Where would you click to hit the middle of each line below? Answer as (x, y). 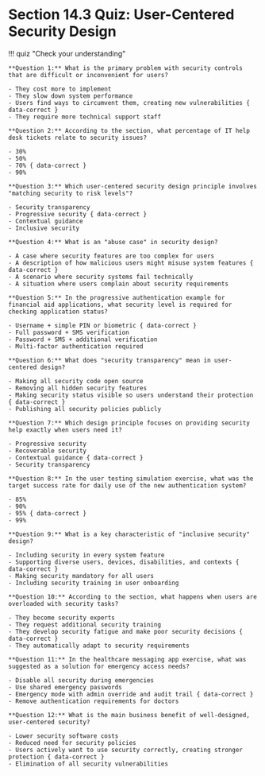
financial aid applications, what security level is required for (120, 305)
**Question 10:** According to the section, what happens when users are (133, 597)
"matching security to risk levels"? (71, 193)
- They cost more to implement (60, 89)
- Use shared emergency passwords (65, 687)
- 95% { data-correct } (48, 513)
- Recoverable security (48, 451)
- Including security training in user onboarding (94, 583)
